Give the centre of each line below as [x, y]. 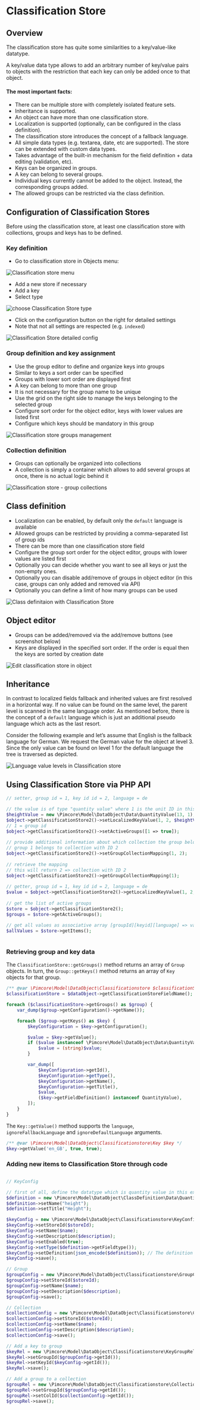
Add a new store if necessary [51, 284]
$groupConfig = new [30, 1275]
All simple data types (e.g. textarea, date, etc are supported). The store [102, 143]
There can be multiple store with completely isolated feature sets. [95, 105]
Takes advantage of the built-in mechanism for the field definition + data [104, 156]
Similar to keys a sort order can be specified [69, 372]
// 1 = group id [26, 826]
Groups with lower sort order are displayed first [73, 379]
